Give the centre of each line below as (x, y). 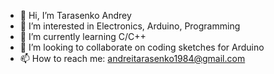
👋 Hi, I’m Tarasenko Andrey (75, 15)
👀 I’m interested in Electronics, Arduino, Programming (130, 26)
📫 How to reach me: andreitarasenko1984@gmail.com (132, 58)
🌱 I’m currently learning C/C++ (83, 36)
